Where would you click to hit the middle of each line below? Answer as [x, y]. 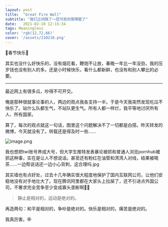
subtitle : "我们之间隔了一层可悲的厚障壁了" [47, 19]
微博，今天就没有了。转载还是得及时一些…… [51, 131]
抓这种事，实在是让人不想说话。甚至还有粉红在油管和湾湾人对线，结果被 [79, 158]
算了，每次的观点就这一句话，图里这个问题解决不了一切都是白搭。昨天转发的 [84, 125]
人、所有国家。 [20, 114]
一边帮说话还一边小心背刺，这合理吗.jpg [58, 164]
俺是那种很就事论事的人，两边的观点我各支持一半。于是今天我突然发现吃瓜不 [84, 102]
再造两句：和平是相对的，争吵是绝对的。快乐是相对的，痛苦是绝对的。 [77, 208]
